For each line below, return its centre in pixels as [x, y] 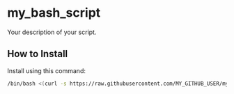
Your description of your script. [52, 32]
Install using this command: [46, 70]
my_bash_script [54, 13]
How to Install [38, 54]
